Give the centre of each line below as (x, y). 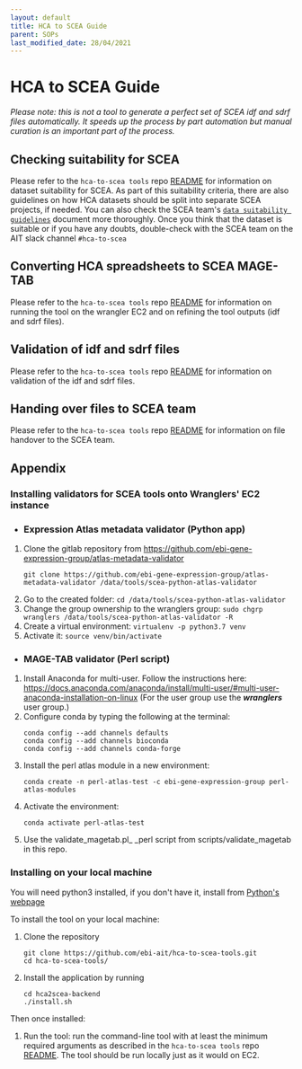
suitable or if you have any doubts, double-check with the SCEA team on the (152, 229)
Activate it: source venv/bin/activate (93, 636)
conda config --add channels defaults (96, 733)
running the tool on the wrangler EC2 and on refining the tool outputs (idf (145, 312)
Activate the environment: (71, 807)
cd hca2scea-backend (62, 994)
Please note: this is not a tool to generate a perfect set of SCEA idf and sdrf (151, 112)
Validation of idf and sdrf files (95, 350)
